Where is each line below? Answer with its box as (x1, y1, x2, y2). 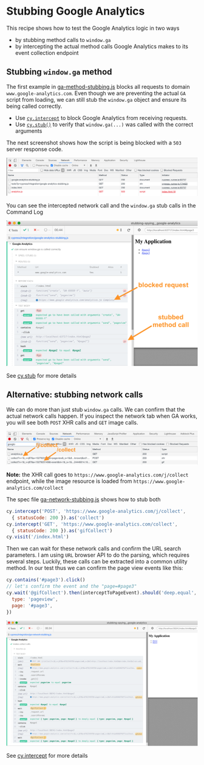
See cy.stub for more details (6, 372, 77, 379)
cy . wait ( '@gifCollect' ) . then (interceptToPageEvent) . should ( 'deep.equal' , (6, 590, 197, 596)
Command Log (6, 208, 44, 216)
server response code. (6, 145, 63, 153)
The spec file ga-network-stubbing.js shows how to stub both (6, 495, 161, 503)
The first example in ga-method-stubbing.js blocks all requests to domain (6, 83, 190, 90)
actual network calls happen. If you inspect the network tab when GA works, (6, 412, 197, 420)
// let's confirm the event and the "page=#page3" (6, 583, 137, 590)
